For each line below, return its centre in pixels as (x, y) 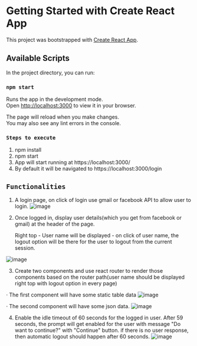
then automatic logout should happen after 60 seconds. (82, 337)
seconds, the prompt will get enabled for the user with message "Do (98, 324)
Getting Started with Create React (91, 11)
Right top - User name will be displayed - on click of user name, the (96, 236)
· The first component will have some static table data (71, 295)
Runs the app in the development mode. (55, 99)
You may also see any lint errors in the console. (63, 123)
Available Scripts (38, 58)
